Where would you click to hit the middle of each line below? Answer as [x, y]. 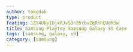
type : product [24, 17]
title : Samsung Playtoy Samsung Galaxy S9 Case [67, 28]
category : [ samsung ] [32, 39]
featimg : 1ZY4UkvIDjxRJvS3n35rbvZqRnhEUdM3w [63, 23]
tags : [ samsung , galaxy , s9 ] [43, 34]
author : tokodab [26, 12]
